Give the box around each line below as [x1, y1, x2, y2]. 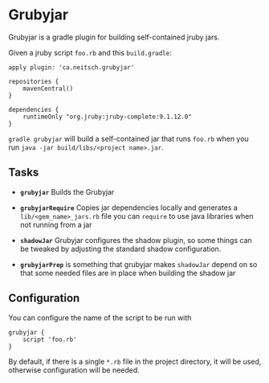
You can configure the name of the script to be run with [8, 312, 192, 323]
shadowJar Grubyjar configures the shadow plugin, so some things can [19, 235, 253, 245]
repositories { [8, 77, 59, 85]
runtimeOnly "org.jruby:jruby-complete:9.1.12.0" [22, 113, 193, 121]
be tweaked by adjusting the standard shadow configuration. [19, 244, 222, 253]
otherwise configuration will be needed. [8, 364, 141, 375]
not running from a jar [19, 220, 92, 229]
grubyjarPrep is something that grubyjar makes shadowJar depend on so [19, 259, 258, 269]
